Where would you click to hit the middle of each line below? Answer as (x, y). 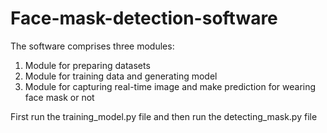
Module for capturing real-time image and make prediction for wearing (170, 86)
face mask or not (59, 97)
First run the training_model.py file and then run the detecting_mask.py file (164, 116)
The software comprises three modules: (92, 46)
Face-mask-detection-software (144, 18)
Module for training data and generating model (121, 76)
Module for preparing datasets (87, 65)
